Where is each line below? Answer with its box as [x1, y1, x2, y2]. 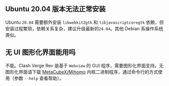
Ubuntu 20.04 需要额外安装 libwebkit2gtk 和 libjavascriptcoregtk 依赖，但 [5, 19, 164, 25]
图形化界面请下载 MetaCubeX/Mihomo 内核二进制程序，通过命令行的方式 [5, 69, 158, 75]
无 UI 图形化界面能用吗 [5, 48, 76, 57]
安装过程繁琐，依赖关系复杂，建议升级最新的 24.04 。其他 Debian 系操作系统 [5, 25, 164, 31]
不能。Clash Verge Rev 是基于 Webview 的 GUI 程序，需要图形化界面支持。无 [5, 62, 164, 68]
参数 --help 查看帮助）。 [14, 75, 64, 81]
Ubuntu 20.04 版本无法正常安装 [5, 5, 106, 14]
